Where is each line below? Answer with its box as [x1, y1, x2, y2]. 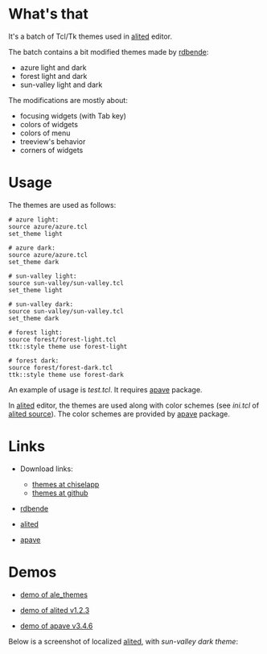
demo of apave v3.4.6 [19, 621, 93, 631]
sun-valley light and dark [19, 80, 103, 89]
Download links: [19, 464, 74, 474]
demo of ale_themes [19, 590, 88, 599]
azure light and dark [19, 62, 87, 72]
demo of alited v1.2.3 [19, 605, 90, 615]
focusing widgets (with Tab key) [19, 110, 127, 121]
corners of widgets [19, 145, 84, 155]
